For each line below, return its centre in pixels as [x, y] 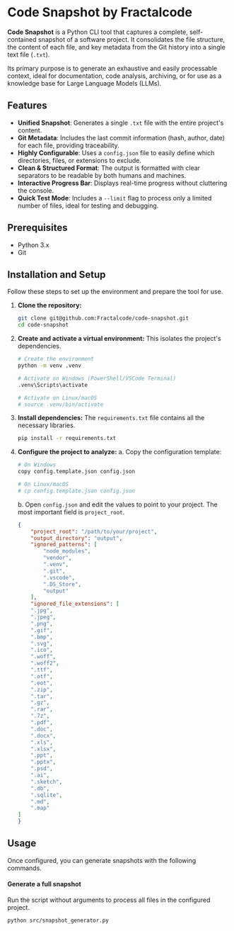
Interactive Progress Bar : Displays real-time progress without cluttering [122, 183]
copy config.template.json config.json [76, 472]
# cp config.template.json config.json [76, 491]
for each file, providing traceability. [69, 145]
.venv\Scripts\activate [53, 385]
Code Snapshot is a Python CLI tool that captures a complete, [98, 32]
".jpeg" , [43, 617]
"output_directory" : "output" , [77, 538]
